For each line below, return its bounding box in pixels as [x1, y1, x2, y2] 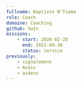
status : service [22, 48, 63, 54]
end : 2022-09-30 [22, 42, 63, 48]
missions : [6, 31, 31, 37]
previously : [6, 53, 36, 59]
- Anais [17, 64, 36, 71]
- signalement [17, 59, 52, 65]
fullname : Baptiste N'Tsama [6, 8, 77, 15]
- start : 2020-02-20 [17, 37, 68, 42]
